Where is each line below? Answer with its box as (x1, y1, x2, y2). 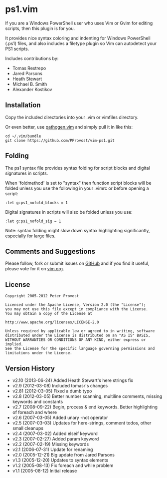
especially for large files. (5, 233, 56, 239)
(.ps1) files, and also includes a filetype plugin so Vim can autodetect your (5, 40, 157, 46)
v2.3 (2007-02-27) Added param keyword (12, 436, 99, 441)
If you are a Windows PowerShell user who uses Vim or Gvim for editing (5, 20, 153, 26)
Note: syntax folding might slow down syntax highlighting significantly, (5, 227, 150, 233)
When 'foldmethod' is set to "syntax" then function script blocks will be (5, 180, 152, 186)
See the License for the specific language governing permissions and (5, 346, 155, 351)
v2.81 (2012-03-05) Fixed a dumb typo (12, 388, 92, 394)
